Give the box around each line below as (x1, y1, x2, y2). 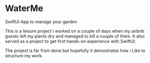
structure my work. (5, 52, 43, 58)
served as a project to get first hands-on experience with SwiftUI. (5, 38, 136, 44)
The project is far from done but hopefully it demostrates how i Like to (5, 48, 146, 53)
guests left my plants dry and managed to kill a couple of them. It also (5, 33, 145, 39)
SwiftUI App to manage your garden (5, 19, 77, 25)
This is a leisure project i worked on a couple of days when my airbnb (5, 28, 145, 34)
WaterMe (5, 3, 43, 14)
